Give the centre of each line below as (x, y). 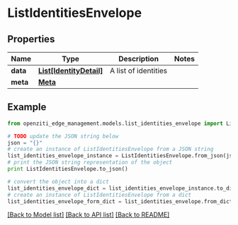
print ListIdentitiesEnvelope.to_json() (68, 169)
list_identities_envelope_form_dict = (64, 201)
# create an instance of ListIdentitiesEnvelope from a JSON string (110, 150)
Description (138, 59)
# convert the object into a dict (58, 181)
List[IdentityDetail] (70, 71)
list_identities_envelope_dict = (57, 188)
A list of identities (138, 71)
